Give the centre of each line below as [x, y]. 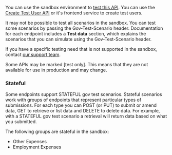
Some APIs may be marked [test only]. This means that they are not [77, 64]
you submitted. [21, 122]
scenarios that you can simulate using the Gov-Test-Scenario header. [79, 39]
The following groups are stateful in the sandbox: [57, 132]
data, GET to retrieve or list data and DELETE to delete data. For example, [83, 111]
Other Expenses [30, 142]
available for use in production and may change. [56, 70]
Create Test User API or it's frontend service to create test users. [74, 13]
